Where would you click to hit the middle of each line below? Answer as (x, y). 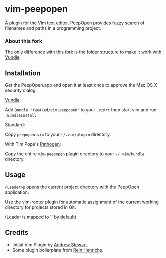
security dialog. (21, 90)
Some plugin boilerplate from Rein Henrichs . (58, 250)
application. (17, 192)
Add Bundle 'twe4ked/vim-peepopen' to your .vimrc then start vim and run (81, 110)
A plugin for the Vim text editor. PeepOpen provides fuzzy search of (75, 23)
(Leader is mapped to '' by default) (41, 217)
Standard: (15, 125)
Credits (17, 233)
